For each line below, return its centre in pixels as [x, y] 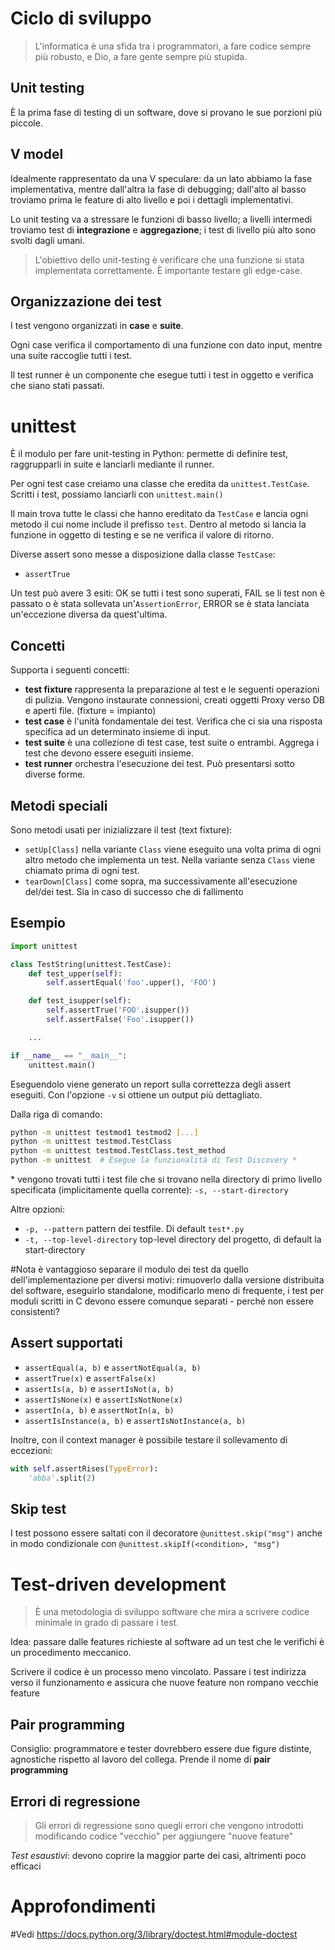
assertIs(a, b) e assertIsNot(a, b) [99, 1388]
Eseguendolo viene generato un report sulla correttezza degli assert [150, 1084]
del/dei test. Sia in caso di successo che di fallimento [134, 891]
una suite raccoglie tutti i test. [71, 356]
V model [37, 154]
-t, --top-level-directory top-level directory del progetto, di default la [173, 1239]
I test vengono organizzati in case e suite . [97, 326]
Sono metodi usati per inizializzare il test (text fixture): [121, 829]
